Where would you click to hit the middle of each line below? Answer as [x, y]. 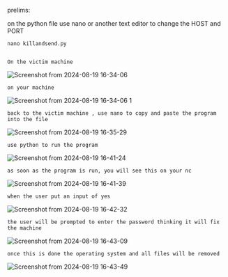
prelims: [19, 10]
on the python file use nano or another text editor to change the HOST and [114, 23]
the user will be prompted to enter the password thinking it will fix [113, 222]
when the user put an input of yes [59, 196]
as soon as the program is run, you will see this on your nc [99, 171]
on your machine [31, 88]
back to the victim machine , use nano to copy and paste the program [112, 113]
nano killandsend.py [37, 44]
